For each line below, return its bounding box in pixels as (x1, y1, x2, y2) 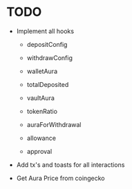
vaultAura (26, 94, 55, 102)
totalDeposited (26, 80, 69, 88)
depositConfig (26, 40, 68, 48)
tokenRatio (26, 107, 58, 115)
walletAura (26, 67, 58, 75)
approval (26, 147, 53, 155)
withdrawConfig (26, 53, 73, 62)
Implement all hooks (16, 27, 74, 35)
